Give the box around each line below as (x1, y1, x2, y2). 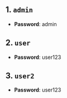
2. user (5, 38, 31, 48)
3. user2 (5, 71, 35, 81)
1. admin (5, 5, 33, 15)
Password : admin (14, 20, 57, 27)
